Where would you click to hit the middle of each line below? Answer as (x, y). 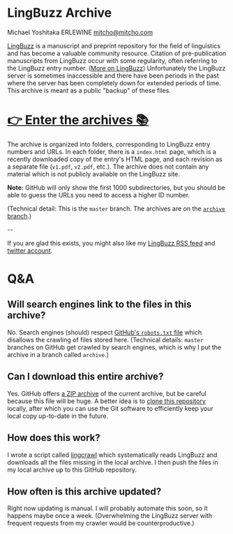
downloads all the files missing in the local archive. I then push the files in (113, 462)
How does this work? (54, 438)
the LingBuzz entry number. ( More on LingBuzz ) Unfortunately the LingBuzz (116, 68)
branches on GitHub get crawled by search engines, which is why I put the (114, 347)
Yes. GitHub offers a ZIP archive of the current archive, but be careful (107, 393)
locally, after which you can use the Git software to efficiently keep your (111, 408)
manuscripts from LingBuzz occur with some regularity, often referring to (112, 60)
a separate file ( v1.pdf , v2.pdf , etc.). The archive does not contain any (108, 167)
